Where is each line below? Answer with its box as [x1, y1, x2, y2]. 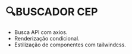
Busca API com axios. [14, 28, 68, 36]
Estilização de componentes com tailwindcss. [14, 41, 126, 48]
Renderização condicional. [14, 35, 80, 42]
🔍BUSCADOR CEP [5, 5, 98, 19]
